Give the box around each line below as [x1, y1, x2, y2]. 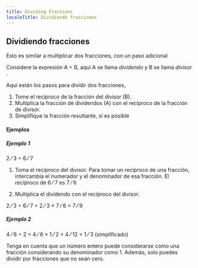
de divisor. [14, 106, 40, 113]
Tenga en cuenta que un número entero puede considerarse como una [6, 242, 180, 249]
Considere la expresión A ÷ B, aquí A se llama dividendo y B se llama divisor [6, 64, 192, 71]
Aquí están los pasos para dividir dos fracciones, [6, 82, 126, 89]
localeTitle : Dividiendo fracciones [6, 14, 97, 20]
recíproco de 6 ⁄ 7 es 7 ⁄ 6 [14, 178, 77, 186]
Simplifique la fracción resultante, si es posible [14, 112, 130, 119]
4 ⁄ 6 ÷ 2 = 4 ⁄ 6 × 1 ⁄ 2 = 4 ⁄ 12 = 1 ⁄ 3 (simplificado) [6, 230, 129, 238]
